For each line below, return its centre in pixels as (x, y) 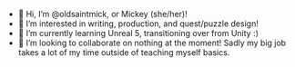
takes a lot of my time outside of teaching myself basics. (124, 53)
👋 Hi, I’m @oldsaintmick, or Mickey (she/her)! (103, 14)
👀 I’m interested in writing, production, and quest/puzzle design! (138, 24)
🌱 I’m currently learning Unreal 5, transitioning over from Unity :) (138, 33)
